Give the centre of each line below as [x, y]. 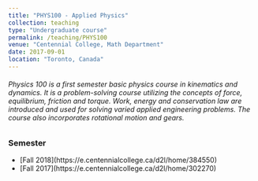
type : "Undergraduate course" [58, 30]
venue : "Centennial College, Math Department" [86, 45]
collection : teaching [44, 23]
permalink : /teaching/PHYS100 [58, 37]
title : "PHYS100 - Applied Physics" [68, 15]
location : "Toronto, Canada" [56, 60]
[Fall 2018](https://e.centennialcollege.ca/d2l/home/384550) [118, 160]
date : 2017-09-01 [37, 52]
